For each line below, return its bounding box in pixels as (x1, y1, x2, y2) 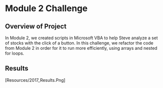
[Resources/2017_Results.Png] (5, 77, 65, 83)
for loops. (5, 50, 24, 56)
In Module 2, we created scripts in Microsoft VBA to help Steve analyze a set (5, 35, 158, 41)
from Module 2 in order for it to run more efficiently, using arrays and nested (5, 45, 158, 51)
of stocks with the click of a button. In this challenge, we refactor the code (5, 40, 154, 46)
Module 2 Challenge (5, 3, 88, 14)
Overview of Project (5, 22, 67, 30)
